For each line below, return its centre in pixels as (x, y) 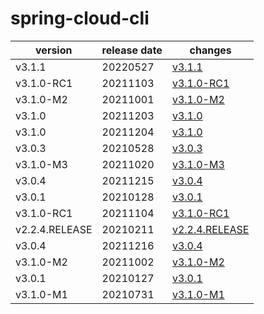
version (54, 50)
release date (132, 50)
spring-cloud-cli (80, 18)
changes (210, 50)
